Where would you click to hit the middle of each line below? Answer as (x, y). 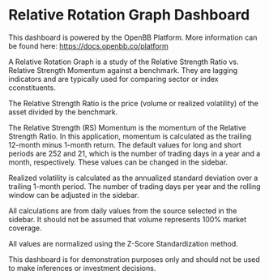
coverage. (25, 228)
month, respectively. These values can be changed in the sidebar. (118, 162)
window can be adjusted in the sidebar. (74, 195)
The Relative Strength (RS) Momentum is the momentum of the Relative (128, 127)
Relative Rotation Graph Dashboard (129, 15)
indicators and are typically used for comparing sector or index (113, 79)
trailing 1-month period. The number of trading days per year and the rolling (134, 186)
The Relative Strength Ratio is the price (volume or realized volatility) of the (134, 103)
